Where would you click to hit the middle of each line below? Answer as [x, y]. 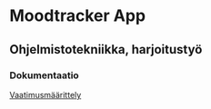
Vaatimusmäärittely [45, 94]
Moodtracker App [78, 16]
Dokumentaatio [44, 75]
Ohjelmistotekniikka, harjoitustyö [106, 50]
